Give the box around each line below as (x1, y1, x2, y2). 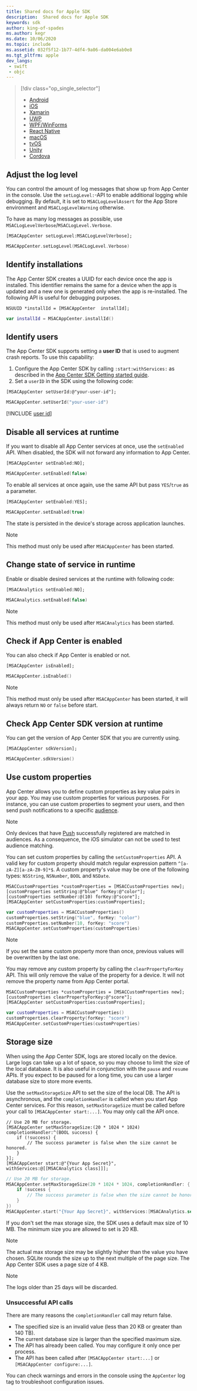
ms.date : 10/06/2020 (6, 36, 57, 42)
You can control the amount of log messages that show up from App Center (6, 185, 189, 192)
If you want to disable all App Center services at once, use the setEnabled (6, 442, 184, 450)
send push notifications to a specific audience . (6, 807, 119, 814)
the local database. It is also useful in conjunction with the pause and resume (6, 1065, 189, 1072)
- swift (8, 63, 28, 69)
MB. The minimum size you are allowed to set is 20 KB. (6, 1225, 139, 1233)
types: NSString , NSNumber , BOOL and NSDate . (6, 872, 110, 879)
